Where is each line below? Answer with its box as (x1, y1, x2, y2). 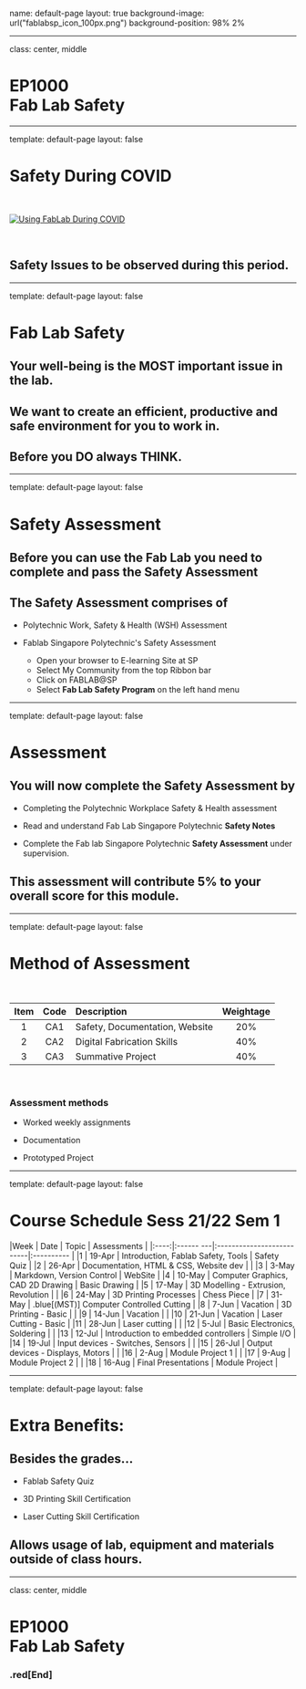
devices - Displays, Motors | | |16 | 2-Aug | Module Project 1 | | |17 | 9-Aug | (9, 1347, 291, 1358)
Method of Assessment (9, 953, 190, 974)
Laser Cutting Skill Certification (22, 1510, 140, 1522)
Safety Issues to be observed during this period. (9, 257, 290, 273)
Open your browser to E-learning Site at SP (36, 654, 199, 665)
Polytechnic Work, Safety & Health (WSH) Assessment (22, 620, 228, 631)
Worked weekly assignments (22, 1117, 131, 1128)
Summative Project (75, 1049, 157, 1062)
